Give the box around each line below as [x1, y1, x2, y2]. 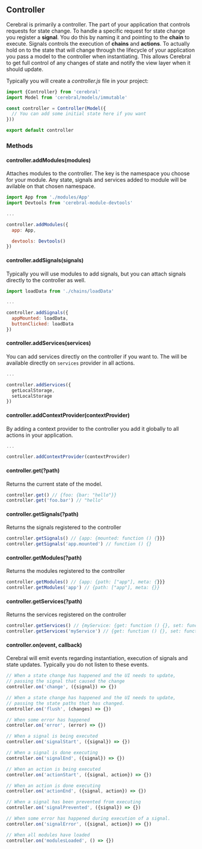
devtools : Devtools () [11, 238, 66, 244]
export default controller [6, 128, 74, 134]
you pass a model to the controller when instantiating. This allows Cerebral [6, 52, 191, 60]
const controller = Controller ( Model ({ [6, 105, 106, 111]
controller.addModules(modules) [6, 156, 91, 164]
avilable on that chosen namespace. [6, 183, 96, 190]
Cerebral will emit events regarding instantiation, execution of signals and [6, 655, 188, 662]
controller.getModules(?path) [6, 554, 82, 561]
